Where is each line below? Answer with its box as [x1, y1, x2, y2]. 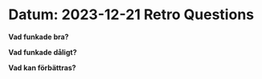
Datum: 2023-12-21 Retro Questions [8, 6, 255, 24]
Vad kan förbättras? [8, 62, 76, 73]
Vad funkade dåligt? [8, 47, 77, 57]
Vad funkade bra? [8, 32, 69, 41]
